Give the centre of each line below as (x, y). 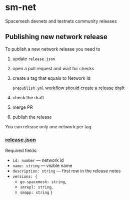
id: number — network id (38, 160)
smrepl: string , (36, 187)
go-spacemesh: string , (43, 181)
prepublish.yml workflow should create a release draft (68, 88)
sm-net (21, 7)
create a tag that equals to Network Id (51, 78)
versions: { (25, 177)
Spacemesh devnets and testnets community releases (61, 21)
